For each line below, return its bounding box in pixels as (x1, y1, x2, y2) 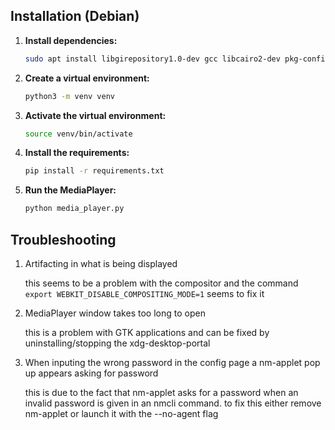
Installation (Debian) (10, 8, 140, 25)
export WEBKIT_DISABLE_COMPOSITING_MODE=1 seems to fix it (24, 288, 265, 299)
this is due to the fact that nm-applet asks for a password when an (24, 387, 299, 398)
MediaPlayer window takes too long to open (24, 307, 206, 319)
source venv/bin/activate (24, 129, 133, 139)
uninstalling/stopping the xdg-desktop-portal (24, 337, 211, 349)
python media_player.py (24, 204, 125, 214)
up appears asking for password (24, 367, 159, 379)
